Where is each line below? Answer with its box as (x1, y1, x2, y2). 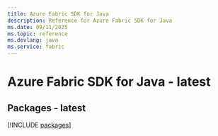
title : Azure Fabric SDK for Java (7, 10, 110, 18)
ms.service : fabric (7, 43, 65, 50)
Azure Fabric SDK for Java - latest (7, 74, 211, 90)
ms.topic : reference (7, 30, 69, 38)
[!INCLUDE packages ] (7, 121, 71, 129)
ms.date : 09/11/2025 (7, 23, 69, 30)
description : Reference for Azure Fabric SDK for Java (7, 17, 173, 24)
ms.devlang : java (7, 37, 59, 44)
